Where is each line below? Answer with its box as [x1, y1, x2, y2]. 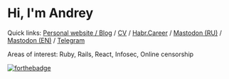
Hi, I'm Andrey [7, 5, 94, 21]
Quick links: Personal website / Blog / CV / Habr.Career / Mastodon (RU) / [7, 28, 222, 37]
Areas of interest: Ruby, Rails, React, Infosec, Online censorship [7, 50, 194, 58]
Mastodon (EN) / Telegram [7, 36, 85, 44]
